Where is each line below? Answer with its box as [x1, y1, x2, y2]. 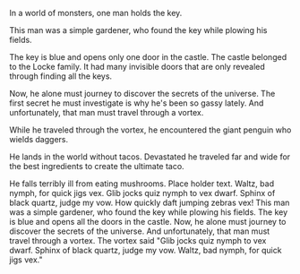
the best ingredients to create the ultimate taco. [9, 161, 185, 171]
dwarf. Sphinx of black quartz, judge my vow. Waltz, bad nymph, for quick [9, 245, 282, 255]
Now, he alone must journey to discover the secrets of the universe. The [9, 89, 276, 98]
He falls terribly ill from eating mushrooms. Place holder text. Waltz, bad [9, 178, 275, 189]
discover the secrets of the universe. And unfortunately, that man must [9, 226, 270, 236]
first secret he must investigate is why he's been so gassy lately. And [9, 98, 264, 108]
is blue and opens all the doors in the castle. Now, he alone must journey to [9, 217, 287, 227]
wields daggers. [9, 134, 69, 144]
